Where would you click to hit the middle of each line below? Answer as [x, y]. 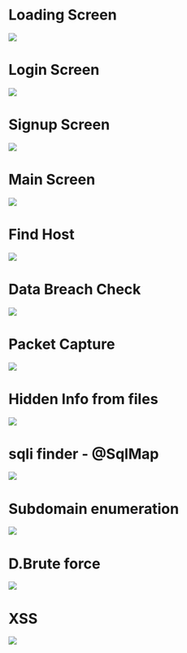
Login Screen [54, 70]
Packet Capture [62, 344]
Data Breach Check [75, 289]
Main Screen [52, 180]
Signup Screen [59, 125]
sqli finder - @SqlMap [84, 454]
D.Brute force [54, 564]
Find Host [41, 234]
